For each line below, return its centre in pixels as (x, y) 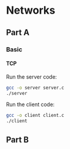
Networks (31, 10)
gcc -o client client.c (35, 116)
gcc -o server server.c (35, 88)
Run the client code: (30, 104)
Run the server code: (31, 77)
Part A (18, 32)
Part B (18, 140)
